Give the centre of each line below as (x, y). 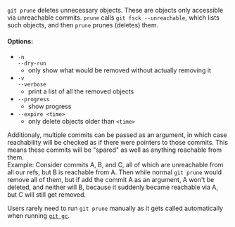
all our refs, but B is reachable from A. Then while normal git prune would (115, 172)
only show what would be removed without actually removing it (119, 70)
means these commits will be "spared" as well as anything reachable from (115, 150)
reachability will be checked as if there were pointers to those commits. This (118, 143)
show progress (50, 106)
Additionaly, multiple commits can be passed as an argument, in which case (117, 135)
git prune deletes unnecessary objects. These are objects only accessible (115, 10)
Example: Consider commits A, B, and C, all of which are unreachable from (115, 165)
